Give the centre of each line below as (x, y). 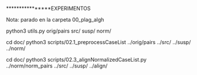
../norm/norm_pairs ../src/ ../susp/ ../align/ (57, 66)
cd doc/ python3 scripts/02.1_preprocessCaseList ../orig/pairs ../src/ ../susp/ (98, 42)
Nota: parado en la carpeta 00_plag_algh (55, 19)
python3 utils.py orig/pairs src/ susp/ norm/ (59, 31)
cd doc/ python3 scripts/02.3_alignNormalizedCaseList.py (76, 60)
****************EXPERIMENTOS (48, 8)
